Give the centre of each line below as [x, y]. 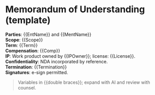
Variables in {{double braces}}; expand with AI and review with [84, 82]
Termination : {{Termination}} [36, 67]
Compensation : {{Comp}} [33, 51]
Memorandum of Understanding [75, 9]
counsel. [27, 87]
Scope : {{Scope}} [24, 40]
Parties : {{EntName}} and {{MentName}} [48, 34]
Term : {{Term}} [21, 45]
